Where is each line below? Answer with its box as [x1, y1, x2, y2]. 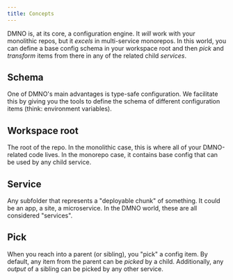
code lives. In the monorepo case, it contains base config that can [29, 151, 218, 159]
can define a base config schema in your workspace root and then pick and [7, 44, 224, 52]
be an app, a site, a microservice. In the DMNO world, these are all [7, 204, 198, 213]
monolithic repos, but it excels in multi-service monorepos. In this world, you [7, 36, 227, 45]
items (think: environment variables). [7, 105, 113, 113]
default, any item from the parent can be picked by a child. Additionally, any [7, 257, 224, 265]
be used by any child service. [7, 158, 92, 167]
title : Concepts [7, 10, 54, 17]
